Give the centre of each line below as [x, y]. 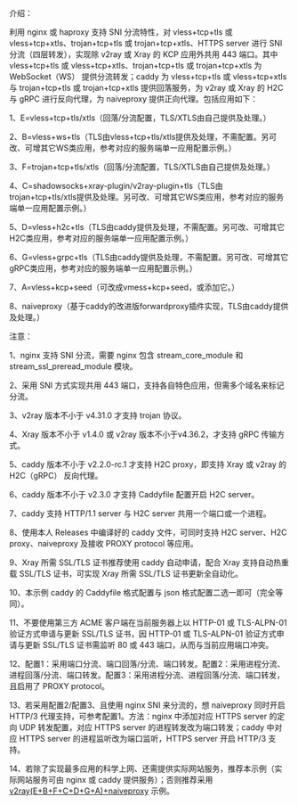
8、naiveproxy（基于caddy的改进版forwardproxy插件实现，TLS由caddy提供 [149, 306]
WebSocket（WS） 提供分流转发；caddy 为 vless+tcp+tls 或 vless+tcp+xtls [148, 77]
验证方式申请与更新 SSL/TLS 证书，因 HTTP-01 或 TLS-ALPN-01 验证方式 [143, 634]
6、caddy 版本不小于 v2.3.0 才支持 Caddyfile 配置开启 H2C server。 [134, 494]
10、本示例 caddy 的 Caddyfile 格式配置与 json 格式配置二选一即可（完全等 [146, 592]
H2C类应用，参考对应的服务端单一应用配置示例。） [101, 238]
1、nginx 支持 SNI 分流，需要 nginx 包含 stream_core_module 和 [126, 355]
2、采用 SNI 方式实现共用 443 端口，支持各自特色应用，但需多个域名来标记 [147, 385]
